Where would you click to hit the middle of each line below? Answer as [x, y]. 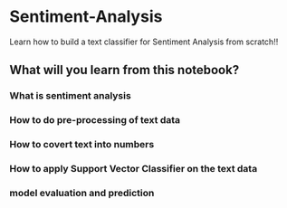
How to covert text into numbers [82, 145]
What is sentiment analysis [70, 96]
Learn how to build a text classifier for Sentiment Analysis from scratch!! [144, 42]
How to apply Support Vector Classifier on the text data [134, 169]
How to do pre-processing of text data [95, 120]
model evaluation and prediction [82, 193]
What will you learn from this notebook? [124, 70]
